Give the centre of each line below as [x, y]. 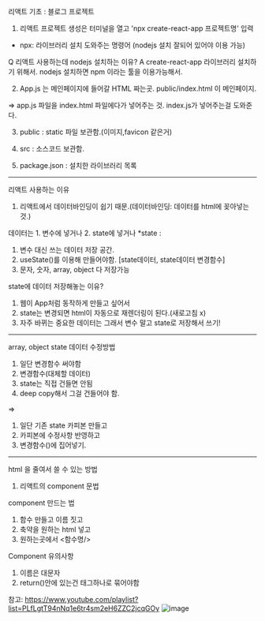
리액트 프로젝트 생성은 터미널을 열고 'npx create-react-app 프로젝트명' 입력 [136, 28]
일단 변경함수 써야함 [50, 364]
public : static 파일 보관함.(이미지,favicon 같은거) [96, 132]
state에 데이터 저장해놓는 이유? [56, 286]
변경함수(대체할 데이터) [55, 374]
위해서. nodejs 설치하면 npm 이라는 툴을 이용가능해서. [99, 72]
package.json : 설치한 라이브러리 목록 [78, 165]
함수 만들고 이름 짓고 [51, 520]
